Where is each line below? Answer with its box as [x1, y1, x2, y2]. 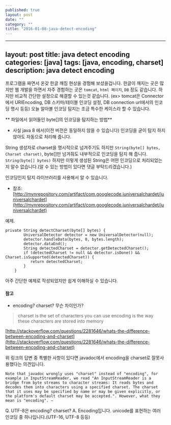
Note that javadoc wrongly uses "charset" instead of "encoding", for [5, 371, 158, 377]
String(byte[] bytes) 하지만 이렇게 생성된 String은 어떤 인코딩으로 [5, 157, 141, 163]
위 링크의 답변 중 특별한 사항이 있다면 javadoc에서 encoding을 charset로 [5, 355, 151, 361]
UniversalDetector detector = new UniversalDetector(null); [23, 232, 154, 237]
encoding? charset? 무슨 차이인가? [12, 303, 84, 309]
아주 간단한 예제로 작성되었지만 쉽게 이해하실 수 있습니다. [5, 277, 118, 283]
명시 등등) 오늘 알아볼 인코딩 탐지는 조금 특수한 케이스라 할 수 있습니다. [10, 105, 151, 112]
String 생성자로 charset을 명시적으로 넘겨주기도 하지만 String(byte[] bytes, [5, 144, 161, 150]
